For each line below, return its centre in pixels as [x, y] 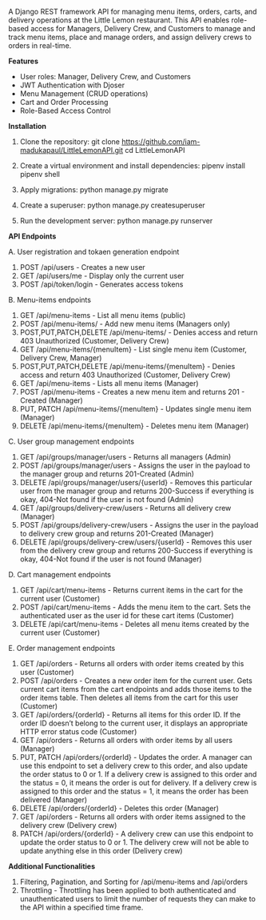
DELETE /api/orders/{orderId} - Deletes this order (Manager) [119, 808]
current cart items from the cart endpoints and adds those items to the [136, 689]
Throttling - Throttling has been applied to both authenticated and [128, 890]
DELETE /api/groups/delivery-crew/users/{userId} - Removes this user [136, 542]
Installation [27, 126]
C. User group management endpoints [71, 441]
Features [23, 61]
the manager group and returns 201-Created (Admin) [107, 474]
